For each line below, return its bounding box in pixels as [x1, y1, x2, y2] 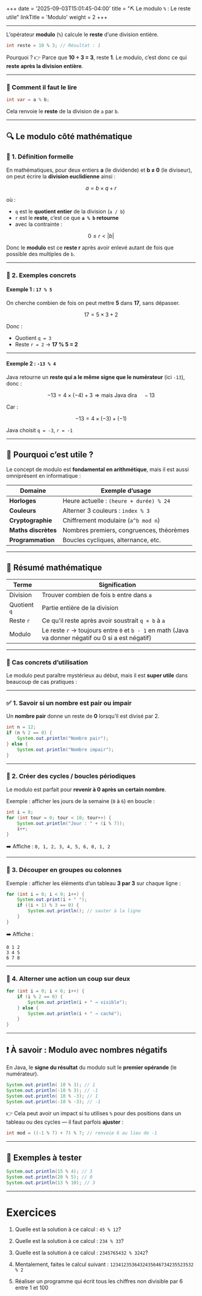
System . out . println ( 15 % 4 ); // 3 [6, 1168, 93, 1175]
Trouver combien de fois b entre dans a [41, 590, 152, 599]
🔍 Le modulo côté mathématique [6, 131, 132, 142]
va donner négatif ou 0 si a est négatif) [41, 633, 151, 642]
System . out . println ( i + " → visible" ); [28, 999, 128, 1005]
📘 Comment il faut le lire [6, 83, 77, 92]
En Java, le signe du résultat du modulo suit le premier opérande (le [6, 1063, 177, 1071]
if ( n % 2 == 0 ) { [6, 730, 52, 736]
